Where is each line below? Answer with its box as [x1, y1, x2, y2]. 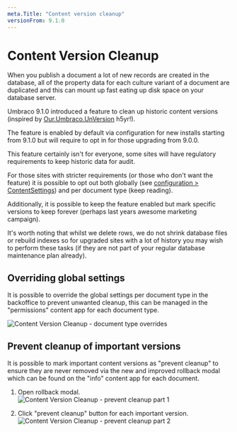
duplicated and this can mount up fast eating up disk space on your [7, 86, 204, 94]
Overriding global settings [7, 272, 125, 284]
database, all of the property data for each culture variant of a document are [7, 79, 230, 87]
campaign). [7, 215, 41, 223]
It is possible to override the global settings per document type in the [7, 291, 209, 299]
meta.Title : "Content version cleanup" [7, 10, 125, 18]
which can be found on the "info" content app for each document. [7, 374, 200, 383]
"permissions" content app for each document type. [7, 306, 159, 314]
